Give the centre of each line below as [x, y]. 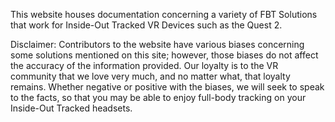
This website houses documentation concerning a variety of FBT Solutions [164, 14]
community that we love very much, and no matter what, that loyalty [150, 76]
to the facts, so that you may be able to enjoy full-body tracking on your [158, 97]
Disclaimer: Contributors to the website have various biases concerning [157, 44]
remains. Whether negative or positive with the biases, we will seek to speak [167, 87]
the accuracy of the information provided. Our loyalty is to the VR [144, 65]
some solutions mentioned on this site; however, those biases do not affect [164, 55]
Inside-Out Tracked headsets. [71, 108]
